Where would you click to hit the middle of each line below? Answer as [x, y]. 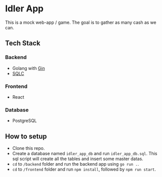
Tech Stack [23, 43]
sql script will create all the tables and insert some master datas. [78, 159]
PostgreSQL [24, 121]
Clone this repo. [28, 148]
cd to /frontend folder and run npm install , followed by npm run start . [84, 170]
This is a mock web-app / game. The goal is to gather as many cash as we [81, 22]
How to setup [26, 136]
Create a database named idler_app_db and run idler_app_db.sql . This [85, 154]
